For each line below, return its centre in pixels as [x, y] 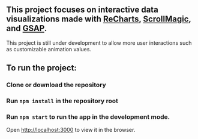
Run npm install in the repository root [62, 101]
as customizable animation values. [49, 49]
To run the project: [41, 68]
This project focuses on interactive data [82, 10]
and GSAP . [27, 28]
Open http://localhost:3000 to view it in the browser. [71, 130]
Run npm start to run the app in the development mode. [88, 117]
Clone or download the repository [56, 85]
